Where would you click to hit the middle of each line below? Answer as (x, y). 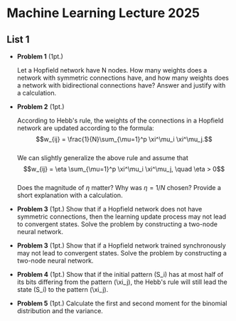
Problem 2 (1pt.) (41, 107)
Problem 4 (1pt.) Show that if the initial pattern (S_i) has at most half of (120, 274)
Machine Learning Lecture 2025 (103, 13)
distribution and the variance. (60, 311)
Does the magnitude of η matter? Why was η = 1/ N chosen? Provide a (119, 188)
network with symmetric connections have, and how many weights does (123, 78)
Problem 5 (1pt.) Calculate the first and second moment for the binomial (122, 303)
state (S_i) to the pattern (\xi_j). (63, 289)
